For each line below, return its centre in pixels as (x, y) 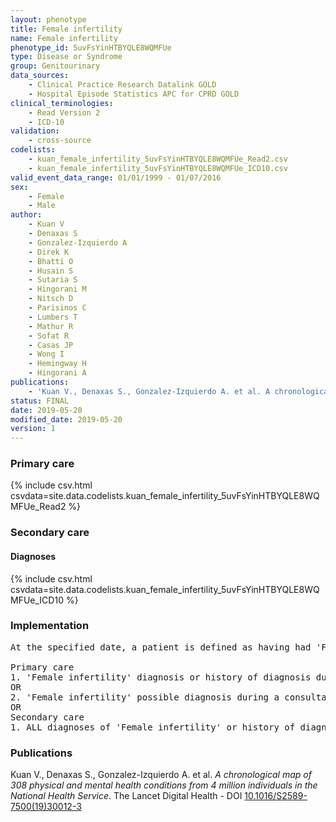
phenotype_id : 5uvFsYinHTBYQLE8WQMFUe (91, 47)
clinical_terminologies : (62, 103)
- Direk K (49, 252)
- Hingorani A (57, 373)
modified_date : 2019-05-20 (66, 419)
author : (26, 215)
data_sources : (40, 76)
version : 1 (33, 429)
